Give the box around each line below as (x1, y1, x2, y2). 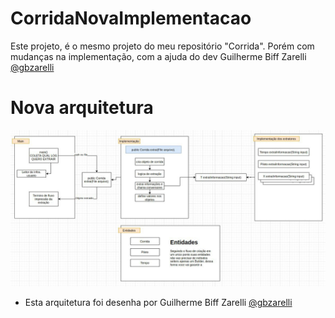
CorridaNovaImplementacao (10, 7, 252, 30)
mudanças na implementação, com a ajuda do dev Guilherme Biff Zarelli (10, 50, 307, 62)
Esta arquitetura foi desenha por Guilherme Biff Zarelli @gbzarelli (24, 296, 293, 308)
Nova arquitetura (10, 97, 154, 119)
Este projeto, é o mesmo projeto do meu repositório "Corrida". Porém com (10, 40, 315, 52)
